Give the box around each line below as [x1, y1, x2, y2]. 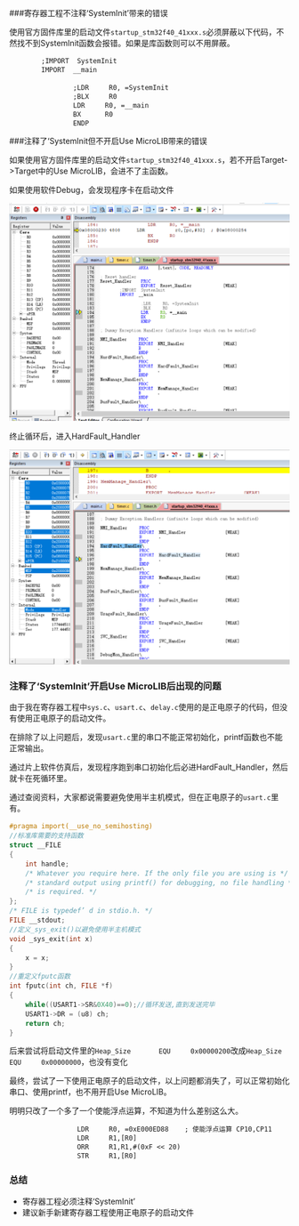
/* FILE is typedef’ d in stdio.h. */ [9, 907, 153, 915]
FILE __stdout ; [9, 915, 66, 925]
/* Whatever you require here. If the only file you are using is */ [25, 868, 289, 878]
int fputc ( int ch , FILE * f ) [9, 981, 114, 990]
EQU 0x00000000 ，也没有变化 [9, 1057, 128, 1068]
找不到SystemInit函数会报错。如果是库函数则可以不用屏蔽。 [16, 38, 236, 48]
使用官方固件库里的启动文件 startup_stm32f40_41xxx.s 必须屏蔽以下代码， [9, 27, 277, 37]
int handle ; [25, 859, 69, 868]
